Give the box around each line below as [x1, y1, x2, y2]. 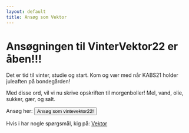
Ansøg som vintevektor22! [37, 108, 94, 115]
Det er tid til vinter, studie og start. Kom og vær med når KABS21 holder [6, 72, 178, 79]
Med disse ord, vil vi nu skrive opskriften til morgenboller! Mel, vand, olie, [6, 89, 184, 96]
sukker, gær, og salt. [6, 96, 56, 103]
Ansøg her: [6, 108, 33, 115]
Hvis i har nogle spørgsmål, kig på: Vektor [6, 120, 108, 127]
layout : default [6, 8, 46, 15]
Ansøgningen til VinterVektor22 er [6, 40, 178, 53]
